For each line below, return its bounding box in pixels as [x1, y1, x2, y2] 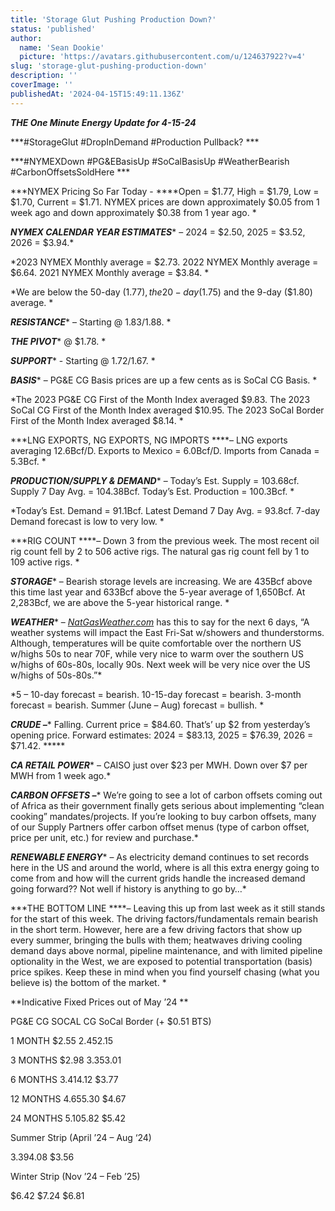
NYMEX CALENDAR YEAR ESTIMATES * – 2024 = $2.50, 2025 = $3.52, [10, 226, 306, 238]
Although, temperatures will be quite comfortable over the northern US [10, 637, 302, 649]
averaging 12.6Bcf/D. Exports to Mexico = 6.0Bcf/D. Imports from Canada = [10, 444, 320, 456]
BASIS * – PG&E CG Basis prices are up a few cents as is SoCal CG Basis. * [10, 374, 318, 386]
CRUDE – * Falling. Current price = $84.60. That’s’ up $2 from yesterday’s [10, 718, 311, 730]
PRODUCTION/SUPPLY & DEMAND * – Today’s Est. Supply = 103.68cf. [10, 474, 300, 486]
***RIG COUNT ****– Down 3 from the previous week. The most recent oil [10, 534, 320, 546]
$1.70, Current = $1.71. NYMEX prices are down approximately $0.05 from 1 [10, 196, 320, 208]
